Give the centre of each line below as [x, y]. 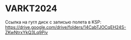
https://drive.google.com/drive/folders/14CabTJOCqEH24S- [66, 27]
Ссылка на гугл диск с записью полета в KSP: [53, 22]
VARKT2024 [31, 9]
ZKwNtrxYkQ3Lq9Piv [26, 32]
